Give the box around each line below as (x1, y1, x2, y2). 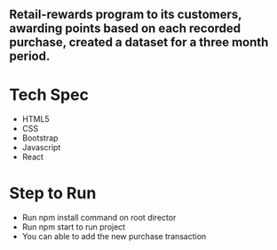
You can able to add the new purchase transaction (21, 231, 207, 242)
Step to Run (9, 182, 97, 203)
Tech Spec (9, 85, 89, 105)
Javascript (21, 142, 61, 153)
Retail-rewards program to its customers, (9, 7, 242, 22)
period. (9, 49, 51, 64)
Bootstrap (21, 133, 59, 143)
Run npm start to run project (21, 222, 126, 232)
